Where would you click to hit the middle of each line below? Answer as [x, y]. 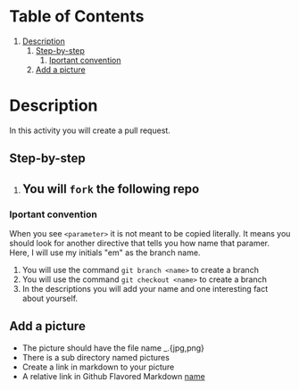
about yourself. [50, 298]
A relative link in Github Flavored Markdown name [113, 376]
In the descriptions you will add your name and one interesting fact [145, 288]
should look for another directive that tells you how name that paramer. [140, 243]
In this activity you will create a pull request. [90, 130]
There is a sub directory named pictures [96, 357]
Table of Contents [77, 17]
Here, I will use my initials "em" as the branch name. [105, 253]
